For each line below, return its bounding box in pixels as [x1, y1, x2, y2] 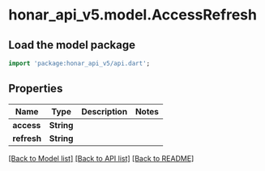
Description [80, 105, 128, 117]
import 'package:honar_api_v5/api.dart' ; [8, 59, 151, 67]
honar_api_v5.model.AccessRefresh [8, 6, 258, 24]
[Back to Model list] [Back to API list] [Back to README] [8, 153, 194, 163]
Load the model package [8, 38, 136, 52]
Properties [8, 82, 63, 96]
